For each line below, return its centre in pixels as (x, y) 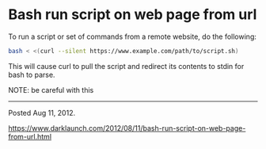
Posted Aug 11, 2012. (42, 113)
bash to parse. (32, 74)
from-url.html (30, 136)
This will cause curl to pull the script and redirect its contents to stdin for (126, 66)
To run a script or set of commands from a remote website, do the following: (133, 36)
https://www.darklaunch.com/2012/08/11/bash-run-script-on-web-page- (127, 128)
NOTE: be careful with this (51, 90)
